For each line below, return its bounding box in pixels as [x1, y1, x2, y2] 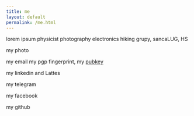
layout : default [6, 14, 46, 20]
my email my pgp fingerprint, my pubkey [6, 58, 104, 65]
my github [6, 104, 30, 111]
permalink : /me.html [6, 19, 57, 25]
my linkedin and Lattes [6, 70, 60, 77]
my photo [6, 47, 29, 54]
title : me [6, 8, 30, 15]
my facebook [6, 92, 38, 100]
